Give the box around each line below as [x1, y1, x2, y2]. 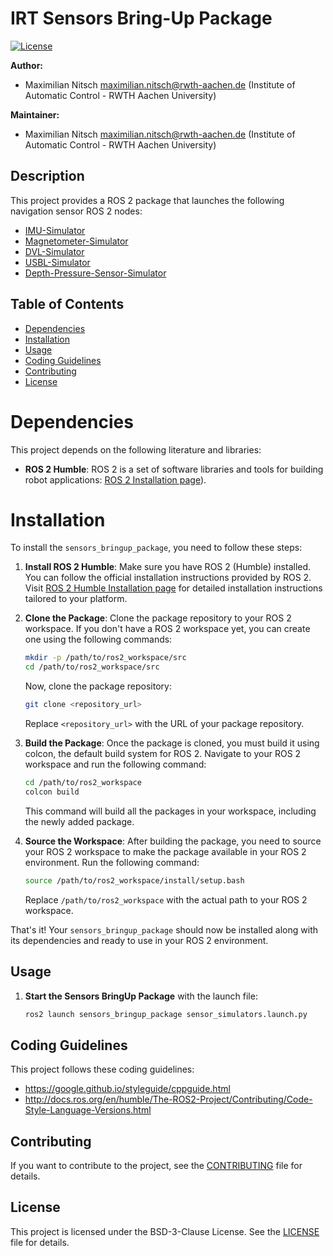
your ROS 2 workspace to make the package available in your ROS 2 [24, 845, 307, 857]
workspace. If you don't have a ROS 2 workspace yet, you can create [24, 623, 311, 635]
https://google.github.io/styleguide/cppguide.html [24, 1083, 231, 1095]
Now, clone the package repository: [24, 680, 172, 692]
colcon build [24, 787, 80, 797]
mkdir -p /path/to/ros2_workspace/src [24, 653, 187, 663]
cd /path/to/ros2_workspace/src [24, 662, 160, 672]
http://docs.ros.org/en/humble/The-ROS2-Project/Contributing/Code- [24, 1093, 313, 1106]
